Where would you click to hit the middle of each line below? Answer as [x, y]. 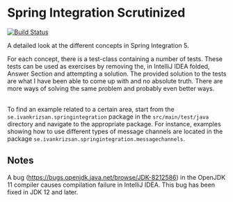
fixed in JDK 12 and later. [43, 192]
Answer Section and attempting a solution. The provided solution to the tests [117, 74]
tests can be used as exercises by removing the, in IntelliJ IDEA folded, [109, 66]
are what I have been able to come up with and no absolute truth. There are [115, 81]
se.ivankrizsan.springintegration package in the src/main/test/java [108, 117]
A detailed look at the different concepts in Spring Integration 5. [98, 45]
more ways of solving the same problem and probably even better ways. [111, 88]
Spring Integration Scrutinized [96, 13]
